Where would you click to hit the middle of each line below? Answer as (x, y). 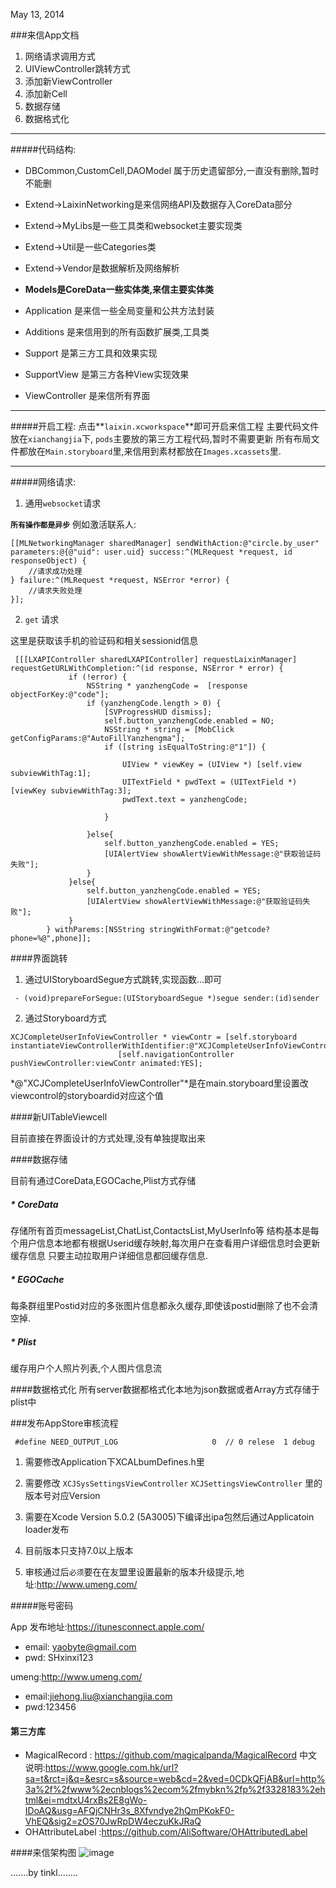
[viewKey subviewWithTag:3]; (71, 791)
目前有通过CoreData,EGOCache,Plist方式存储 (103, 1180)
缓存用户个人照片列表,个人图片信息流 (86, 1368)
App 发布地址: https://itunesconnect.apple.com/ (107, 1626)
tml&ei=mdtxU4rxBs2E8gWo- (86, 1800)
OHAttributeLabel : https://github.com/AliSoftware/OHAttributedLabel (166, 1832)
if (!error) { (98, 677)
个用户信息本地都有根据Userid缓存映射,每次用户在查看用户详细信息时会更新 (165, 1243)
